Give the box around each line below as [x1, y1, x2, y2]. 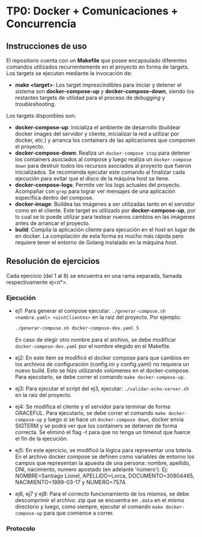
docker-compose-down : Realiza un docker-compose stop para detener [14, 149, 191, 156]
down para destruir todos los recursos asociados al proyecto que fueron [14, 162, 191, 169]
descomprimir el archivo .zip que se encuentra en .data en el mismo [14, 496, 185, 503]
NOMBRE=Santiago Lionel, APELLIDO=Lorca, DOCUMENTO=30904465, [14, 472, 195, 479]
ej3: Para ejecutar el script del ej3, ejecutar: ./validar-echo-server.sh [14, 385, 189, 392]
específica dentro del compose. [14, 194, 94, 201]
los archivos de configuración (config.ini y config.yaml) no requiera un [14, 360, 189, 367]
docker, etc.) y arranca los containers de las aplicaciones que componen [14, 137, 195, 144]
